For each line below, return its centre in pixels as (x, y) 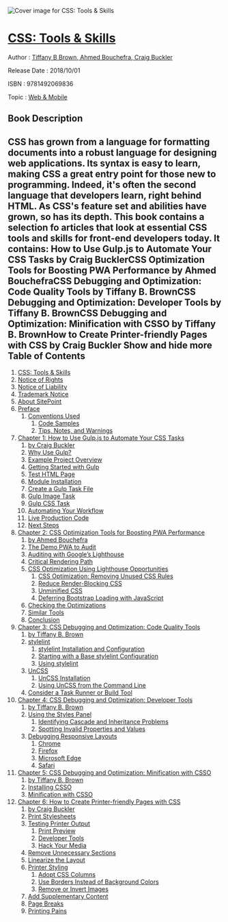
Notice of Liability (42, 387)
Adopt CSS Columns (67, 875)
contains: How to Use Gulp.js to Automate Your (110, 249)
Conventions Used (54, 416)
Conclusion (44, 620)
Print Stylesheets (52, 817)
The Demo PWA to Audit (62, 547)
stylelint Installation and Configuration (91, 649)
